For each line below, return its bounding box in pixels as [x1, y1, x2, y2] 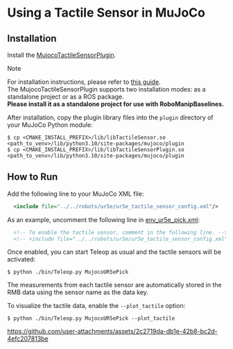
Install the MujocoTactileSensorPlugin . [7, 51, 116, 59]
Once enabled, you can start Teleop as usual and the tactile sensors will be [7, 248, 222, 256]
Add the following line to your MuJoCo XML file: [7, 189, 144, 198]
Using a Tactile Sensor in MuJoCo [7, 5, 206, 21]
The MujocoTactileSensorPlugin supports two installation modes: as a [7, 85, 206, 93]
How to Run [7, 171, 58, 183]
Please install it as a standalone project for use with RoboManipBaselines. [7, 100, 224, 108]
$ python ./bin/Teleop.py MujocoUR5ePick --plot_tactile [7, 315, 175, 322]
